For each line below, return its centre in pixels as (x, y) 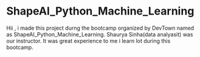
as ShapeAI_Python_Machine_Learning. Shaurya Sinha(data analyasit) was (100, 34)
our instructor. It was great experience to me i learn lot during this (88, 41)
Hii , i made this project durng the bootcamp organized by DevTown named (100, 28)
